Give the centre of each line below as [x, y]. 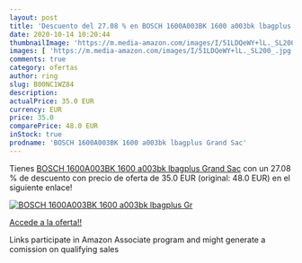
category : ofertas [44, 68]
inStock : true [36, 135]
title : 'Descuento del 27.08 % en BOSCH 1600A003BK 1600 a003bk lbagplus [151, 26]
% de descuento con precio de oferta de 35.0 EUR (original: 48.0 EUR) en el [150, 178]
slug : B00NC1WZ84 [42, 84]
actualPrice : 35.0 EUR [52, 101]
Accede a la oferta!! [46, 222]
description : [34, 92]
